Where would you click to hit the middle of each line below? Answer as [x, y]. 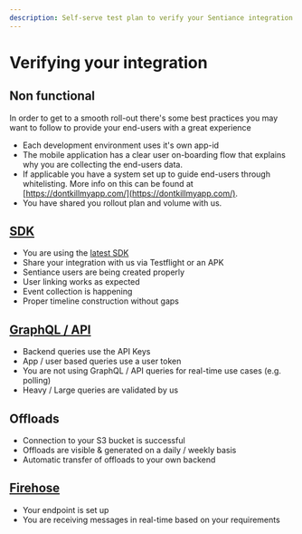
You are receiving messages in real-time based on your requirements [151, 519]
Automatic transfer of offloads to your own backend [119, 460]
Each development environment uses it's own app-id [121, 145]
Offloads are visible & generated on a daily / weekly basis [129, 451]
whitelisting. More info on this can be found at [108, 183]
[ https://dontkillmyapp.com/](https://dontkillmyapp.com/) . [130, 193]
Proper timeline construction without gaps [100, 301]
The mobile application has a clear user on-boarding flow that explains [154, 154]
